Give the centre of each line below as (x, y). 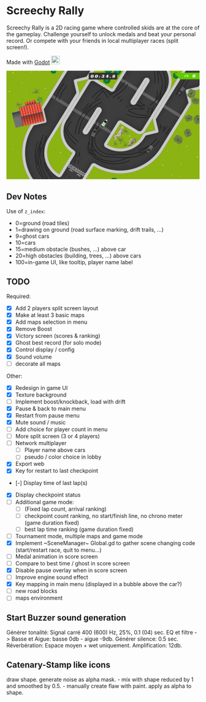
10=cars (25, 243)
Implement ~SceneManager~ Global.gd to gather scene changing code (105, 543)
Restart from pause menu (47, 415)
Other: (14, 376)
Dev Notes (27, 196)
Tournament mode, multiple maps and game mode (79, 536)
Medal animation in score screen (56, 556)
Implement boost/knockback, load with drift (70, 402)
